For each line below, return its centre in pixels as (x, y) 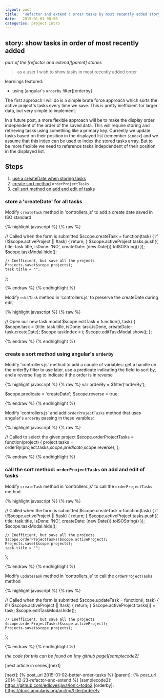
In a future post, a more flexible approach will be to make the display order (80, 120)
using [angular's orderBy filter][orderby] (52, 91)
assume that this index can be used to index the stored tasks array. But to (79, 141)
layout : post (18, 10)
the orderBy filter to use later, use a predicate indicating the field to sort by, (81, 370)
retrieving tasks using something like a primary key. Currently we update (78, 131)
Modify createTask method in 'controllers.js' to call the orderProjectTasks (79, 486)
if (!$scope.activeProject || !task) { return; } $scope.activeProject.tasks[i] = (80, 605)
